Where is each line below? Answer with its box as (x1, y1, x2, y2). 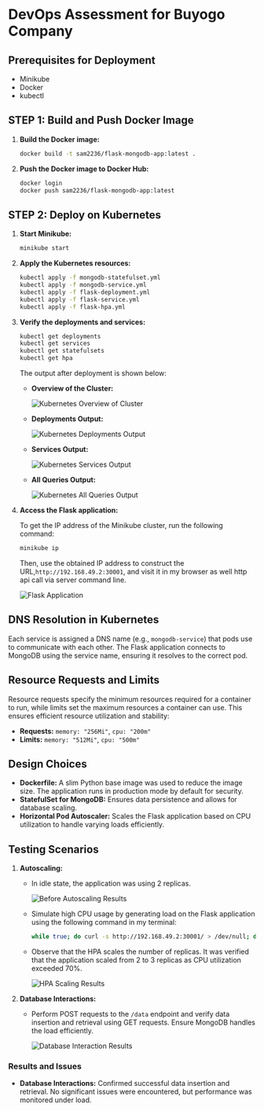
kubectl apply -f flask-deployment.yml (19, 288, 151, 296)
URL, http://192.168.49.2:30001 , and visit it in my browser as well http (19, 566, 247, 576)
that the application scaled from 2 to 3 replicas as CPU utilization (31, 955, 242, 964)
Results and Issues (8, 1061, 82, 1072)
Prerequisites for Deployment (8, 53, 156, 67)
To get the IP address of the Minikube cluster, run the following (19, 521, 224, 530)
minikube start (19, 244, 70, 252)
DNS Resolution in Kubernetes (8, 613, 159, 626)
